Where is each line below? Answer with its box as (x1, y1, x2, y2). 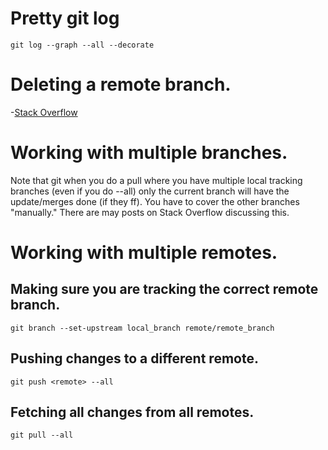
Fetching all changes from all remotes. (10, 404, 255, 421)
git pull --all (10, 430, 74, 441)
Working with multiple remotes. (10, 242, 278, 264)
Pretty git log (10, 7, 120, 30)
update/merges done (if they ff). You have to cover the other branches (10, 195, 300, 207)
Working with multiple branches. (10, 142, 288, 164)
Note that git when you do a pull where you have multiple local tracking (10, 174, 303, 186)
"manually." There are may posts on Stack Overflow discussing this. (10, 206, 290, 218)
